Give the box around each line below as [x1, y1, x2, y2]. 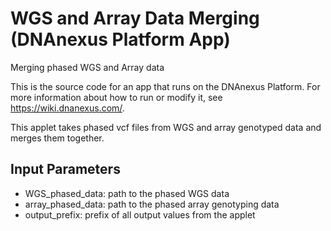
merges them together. [10, 132, 105, 144]
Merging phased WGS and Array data [10, 61, 165, 73]
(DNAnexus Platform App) [10, 28, 231, 51]
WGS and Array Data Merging [10, 7, 260, 30]
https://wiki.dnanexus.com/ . [10, 102, 125, 114]
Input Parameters [10, 161, 121, 178]
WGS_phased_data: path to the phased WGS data [24, 187, 230, 199]
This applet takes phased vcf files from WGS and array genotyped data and [10, 121, 322, 133]
